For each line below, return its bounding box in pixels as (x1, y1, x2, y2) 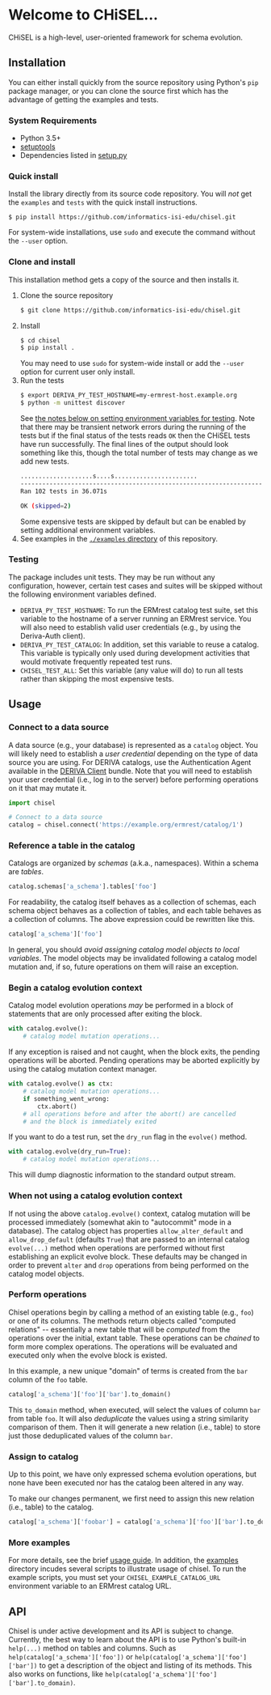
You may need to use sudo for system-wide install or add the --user (19, 359, 244, 368)
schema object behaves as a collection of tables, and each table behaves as (8, 906, 262, 915)
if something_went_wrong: (23, 1094, 110, 1102)
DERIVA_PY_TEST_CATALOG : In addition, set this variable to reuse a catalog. (19, 639, 260, 649)
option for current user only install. (19, 367, 135, 377)
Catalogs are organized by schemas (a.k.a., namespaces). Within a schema (8, 858, 260, 868)
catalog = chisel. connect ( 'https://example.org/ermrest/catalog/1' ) (8, 821, 244, 829)
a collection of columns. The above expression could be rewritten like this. (8, 915, 256, 924)
